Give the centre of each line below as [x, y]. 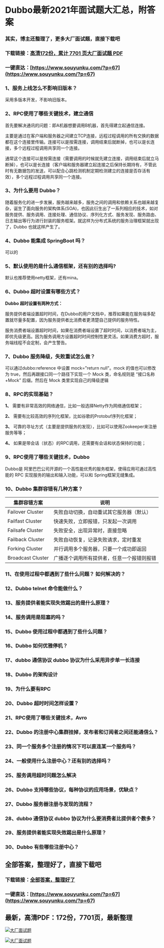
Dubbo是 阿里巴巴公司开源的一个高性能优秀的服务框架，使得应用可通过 [76, 469]
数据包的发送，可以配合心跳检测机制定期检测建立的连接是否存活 [82, 171]
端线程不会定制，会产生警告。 [39, 342]
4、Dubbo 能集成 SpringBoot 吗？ [45, 241]
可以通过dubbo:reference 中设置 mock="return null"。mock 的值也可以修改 [81, 368]
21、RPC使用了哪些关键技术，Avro [46, 718]
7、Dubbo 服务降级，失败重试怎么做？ [50, 356]
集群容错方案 [28, 502]
